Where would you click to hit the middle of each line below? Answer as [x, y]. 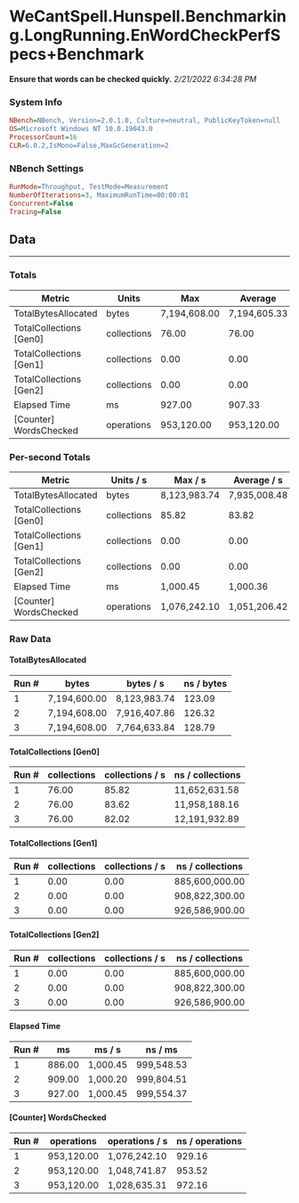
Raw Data [30, 639]
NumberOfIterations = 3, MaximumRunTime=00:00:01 [99, 195]
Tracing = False [36, 211]
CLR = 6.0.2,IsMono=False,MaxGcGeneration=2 [89, 145]
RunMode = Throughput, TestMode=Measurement [89, 187]
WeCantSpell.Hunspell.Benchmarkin [148, 16]
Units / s [129, 480]
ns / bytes [206, 684]
